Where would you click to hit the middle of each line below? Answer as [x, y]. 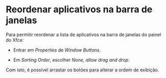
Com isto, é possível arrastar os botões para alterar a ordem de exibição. [82, 70]
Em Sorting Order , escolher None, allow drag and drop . [71, 60]
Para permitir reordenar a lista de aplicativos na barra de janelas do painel [84, 34]
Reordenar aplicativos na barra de [79, 9]
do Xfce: [15, 40]
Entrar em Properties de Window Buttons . [57, 50]
